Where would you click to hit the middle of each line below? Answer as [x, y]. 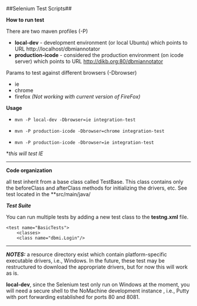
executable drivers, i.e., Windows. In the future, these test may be [86, 260]
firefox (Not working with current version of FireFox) [77, 97]
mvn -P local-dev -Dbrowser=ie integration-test [75, 120]
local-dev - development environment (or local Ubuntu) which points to [101, 43]
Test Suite [18, 206]
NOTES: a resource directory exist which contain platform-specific [86, 254]
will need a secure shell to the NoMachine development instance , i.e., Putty [98, 291]
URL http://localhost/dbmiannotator [57, 49]
